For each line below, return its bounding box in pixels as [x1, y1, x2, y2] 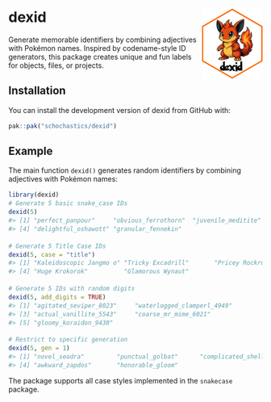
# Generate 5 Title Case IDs [8, 242, 106, 250]
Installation [8, 84, 66, 98]
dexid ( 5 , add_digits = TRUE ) [8, 293, 106, 301]
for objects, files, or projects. [8, 61, 105, 70]
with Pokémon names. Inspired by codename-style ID [8, 43, 187, 52]
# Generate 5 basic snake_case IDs [8, 199, 128, 207]
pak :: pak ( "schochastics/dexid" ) [8, 122, 117, 130]
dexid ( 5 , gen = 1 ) [8, 344, 70, 353]
